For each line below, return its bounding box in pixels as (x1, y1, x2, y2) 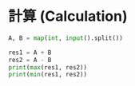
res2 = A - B (8, 56, 52, 64)
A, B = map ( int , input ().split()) (8, 33, 124, 42)
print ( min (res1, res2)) (8, 71, 88, 79)
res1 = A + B (8, 49, 52, 57)
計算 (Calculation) (8, 7, 128, 25)
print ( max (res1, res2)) (8, 63, 88, 72)
